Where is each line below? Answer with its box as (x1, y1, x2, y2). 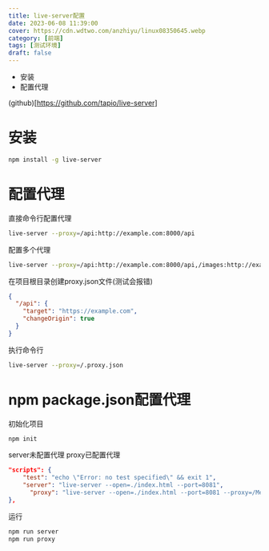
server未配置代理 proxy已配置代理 (8, 450, 121, 460)
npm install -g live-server (8, 156, 102, 164)
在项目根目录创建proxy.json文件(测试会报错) (8, 276, 154, 286)
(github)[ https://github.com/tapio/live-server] (8, 98, 158, 107)
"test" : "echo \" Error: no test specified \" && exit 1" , (22, 474, 217, 482)
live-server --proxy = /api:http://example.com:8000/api (8, 229, 195, 237)
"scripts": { (8, 466, 52, 474)
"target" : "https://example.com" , (22, 307, 138, 315)
